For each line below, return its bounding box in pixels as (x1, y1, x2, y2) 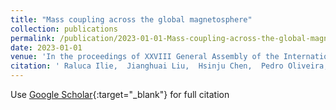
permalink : (10, 33, 56, 43)
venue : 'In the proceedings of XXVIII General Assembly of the (10, 52, 280, 62)
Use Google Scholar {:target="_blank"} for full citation (10, 89, 230, 100)
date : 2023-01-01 (10, 42, 83, 53)
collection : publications (10, 24, 118, 34)
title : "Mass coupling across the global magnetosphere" (10, 14, 253, 25)
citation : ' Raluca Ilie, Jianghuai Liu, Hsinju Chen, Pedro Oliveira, (10, 61, 329, 71)
